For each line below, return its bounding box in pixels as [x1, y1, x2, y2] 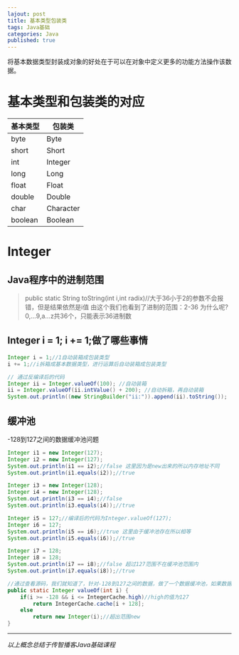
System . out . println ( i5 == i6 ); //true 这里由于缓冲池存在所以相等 [7, 528, 191, 535]
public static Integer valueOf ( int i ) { [7, 587, 129, 594]
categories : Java [7, 30, 59, 38]
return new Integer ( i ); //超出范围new [33, 614, 141, 621]
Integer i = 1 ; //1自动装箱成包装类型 [7, 354, 110, 361]
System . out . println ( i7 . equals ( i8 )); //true [7, 567, 135, 574]
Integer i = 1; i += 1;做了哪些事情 [7, 334, 148, 346]
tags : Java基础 [7, 24, 51, 31]
